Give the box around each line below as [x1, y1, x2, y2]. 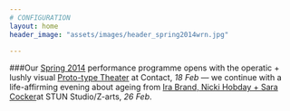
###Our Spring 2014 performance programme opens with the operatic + [9, 62, 280, 73]
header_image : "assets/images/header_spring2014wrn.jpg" [9, 30, 229, 39]
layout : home [9, 22, 59, 31]
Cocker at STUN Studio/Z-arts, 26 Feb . [9, 91, 152, 102]
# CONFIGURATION [9, 13, 71, 23]
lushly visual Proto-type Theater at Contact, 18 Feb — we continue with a [9, 72, 283, 83]
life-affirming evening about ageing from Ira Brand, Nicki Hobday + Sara [9, 82, 278, 93]
